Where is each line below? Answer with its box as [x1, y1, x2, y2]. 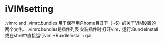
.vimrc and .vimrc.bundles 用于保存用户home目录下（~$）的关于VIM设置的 [5, 20, 156, 26]
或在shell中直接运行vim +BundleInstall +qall [5, 32, 93, 38]
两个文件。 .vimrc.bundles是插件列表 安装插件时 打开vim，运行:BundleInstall [5, 26, 159, 32]
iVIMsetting [5, 3, 54, 15]
